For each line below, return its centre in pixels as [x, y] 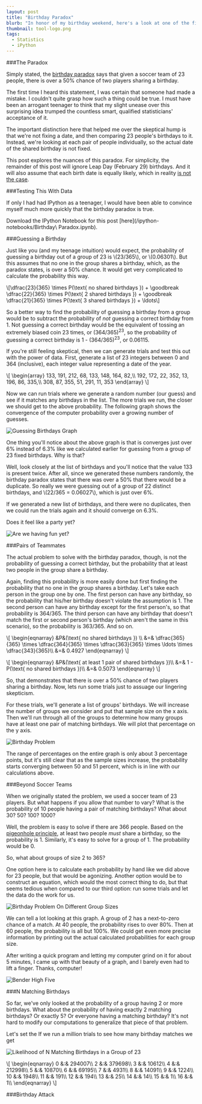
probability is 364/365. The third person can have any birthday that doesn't [99, 613]
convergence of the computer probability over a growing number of [90, 413]
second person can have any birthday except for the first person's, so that [98, 607]
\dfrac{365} [170, 638]
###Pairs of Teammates [36, 545]
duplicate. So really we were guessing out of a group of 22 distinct [89, 486]
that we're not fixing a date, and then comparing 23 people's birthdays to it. [100, 135]
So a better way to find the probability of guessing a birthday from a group [98, 312]
